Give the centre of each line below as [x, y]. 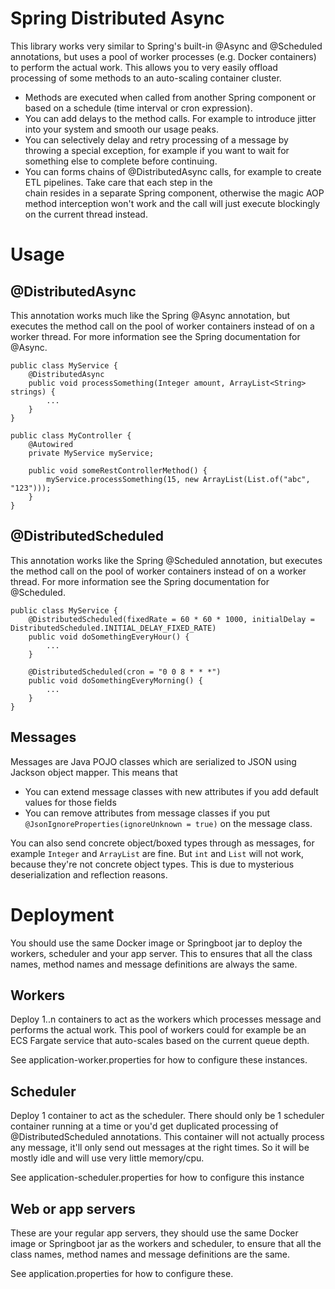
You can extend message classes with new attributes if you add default [171, 791]
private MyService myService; [91, 453]
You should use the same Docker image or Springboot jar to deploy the [156, 943]
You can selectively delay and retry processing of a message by [156, 139]
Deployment [62, 914]
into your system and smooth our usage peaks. [121, 129]
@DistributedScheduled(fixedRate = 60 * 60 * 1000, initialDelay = [171, 619]
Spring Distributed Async [117, 18]
